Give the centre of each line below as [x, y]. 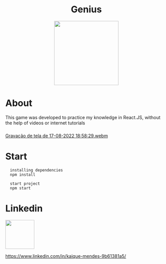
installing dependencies [36, 170]
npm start [20, 188]
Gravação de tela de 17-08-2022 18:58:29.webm [57, 136]
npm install [23, 175]
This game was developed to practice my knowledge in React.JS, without [83, 117]
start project [25, 183]
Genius [86, 10]
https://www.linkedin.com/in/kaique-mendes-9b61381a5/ [66, 256]
